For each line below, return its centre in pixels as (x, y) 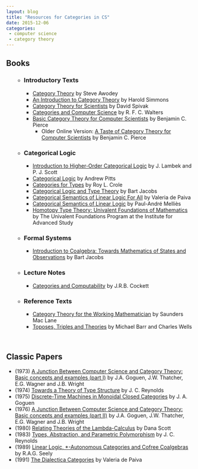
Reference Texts (48, 301)
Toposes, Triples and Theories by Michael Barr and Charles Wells (112, 326)
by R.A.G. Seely (34, 453)
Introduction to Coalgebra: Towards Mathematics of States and (109, 251)
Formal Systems (47, 238)
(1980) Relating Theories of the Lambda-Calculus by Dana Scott (93, 428)
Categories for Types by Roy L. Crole (77, 184)
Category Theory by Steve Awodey (75, 93)
